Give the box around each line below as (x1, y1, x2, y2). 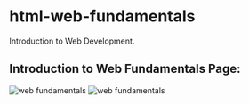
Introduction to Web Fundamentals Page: (9, 61, 242, 76)
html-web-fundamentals (9, 6, 196, 27)
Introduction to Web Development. (9, 36, 135, 46)
